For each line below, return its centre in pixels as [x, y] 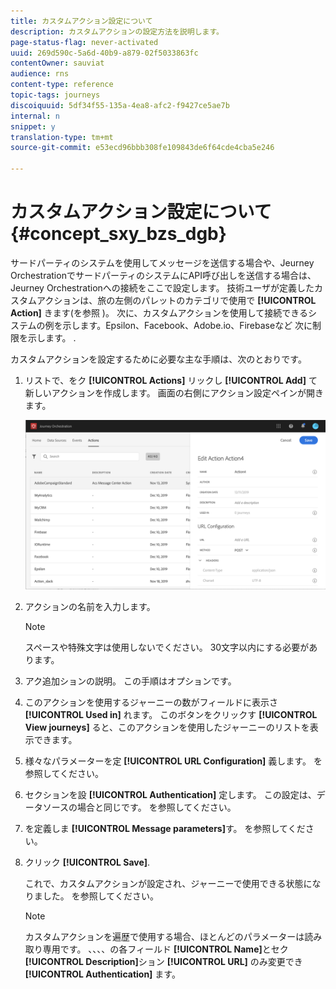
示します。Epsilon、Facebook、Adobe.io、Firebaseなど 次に [187, 325]
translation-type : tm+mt [62, 137]
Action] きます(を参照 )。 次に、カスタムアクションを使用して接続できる [159, 312]
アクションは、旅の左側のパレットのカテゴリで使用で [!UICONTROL [176, 300]
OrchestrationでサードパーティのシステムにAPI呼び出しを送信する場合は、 [163, 275]
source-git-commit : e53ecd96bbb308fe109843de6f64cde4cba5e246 [142, 148]
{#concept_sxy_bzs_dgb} [118, 234]
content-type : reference [62, 85]
